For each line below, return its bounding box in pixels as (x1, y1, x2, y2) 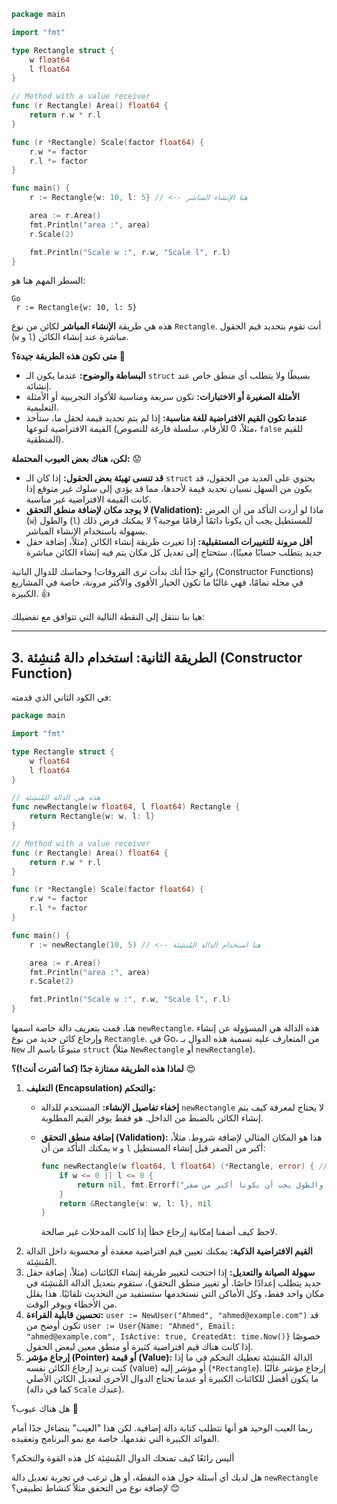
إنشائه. (25, 380, 52, 392)
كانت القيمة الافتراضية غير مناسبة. (25, 493, 152, 505)
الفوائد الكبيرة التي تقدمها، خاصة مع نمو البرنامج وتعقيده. (11, 1433, 220, 1445)
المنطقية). (25, 433, 64, 445)
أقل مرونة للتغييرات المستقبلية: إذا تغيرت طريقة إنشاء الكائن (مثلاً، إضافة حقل (25, 536, 313, 548)
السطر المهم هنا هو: (11, 275, 86, 287)
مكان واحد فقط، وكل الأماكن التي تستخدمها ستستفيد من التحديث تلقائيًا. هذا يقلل (25, 1288, 325, 1300)
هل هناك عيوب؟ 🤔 (11, 1403, 79, 1415)
